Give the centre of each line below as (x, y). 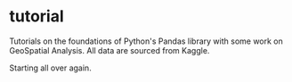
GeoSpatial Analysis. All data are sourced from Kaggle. (109, 50)
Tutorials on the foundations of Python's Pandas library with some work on (146, 41)
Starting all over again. (50, 68)
